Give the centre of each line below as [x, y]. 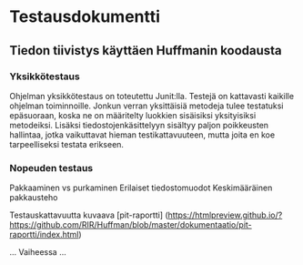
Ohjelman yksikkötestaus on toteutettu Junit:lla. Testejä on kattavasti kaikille [151, 96]
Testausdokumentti [85, 17]
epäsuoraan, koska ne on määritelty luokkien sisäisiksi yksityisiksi [133, 115]
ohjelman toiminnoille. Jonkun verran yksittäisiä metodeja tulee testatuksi [146, 106]
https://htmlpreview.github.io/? [225, 215]
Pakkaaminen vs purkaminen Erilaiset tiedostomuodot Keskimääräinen [141, 188]
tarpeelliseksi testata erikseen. [67, 144]
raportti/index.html [44, 235]
